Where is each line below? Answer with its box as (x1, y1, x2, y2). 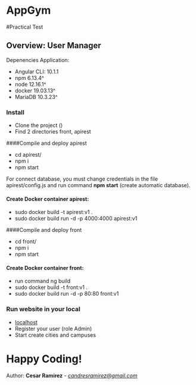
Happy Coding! (6, 352, 82, 365)
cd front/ (14, 238, 37, 245)
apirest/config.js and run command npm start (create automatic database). (6, 182, 191, 189)
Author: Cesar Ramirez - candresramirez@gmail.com (6, 372, 138, 379)
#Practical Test (6, 23, 43, 30)
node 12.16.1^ (14, 80, 46, 88)
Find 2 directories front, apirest (14, 128, 91, 135)
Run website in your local (6, 305, 80, 313)
